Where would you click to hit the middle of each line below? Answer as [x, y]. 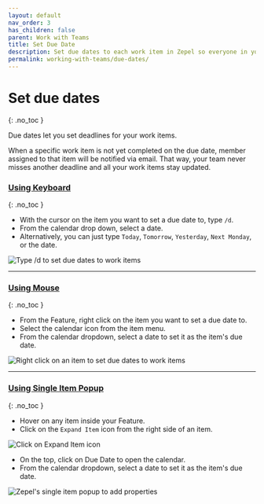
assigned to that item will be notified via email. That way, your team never [127, 159]
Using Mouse [34, 288]
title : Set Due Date [42, 45]
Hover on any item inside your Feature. [82, 421]
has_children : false [42, 30]
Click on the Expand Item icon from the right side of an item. [116, 429]
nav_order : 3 [29, 23]
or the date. [38, 245]
